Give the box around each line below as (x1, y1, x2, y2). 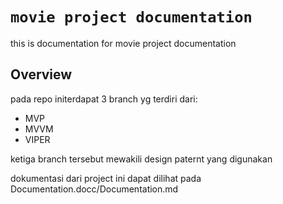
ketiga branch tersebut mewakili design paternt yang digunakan (10, 153, 273, 165)
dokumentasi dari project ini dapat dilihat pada (10, 172, 202, 184)
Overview (10, 66, 73, 83)
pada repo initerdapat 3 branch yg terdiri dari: (10, 93, 198, 105)
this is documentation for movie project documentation (10, 37, 237, 49)
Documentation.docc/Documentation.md (10, 183, 179, 195)
